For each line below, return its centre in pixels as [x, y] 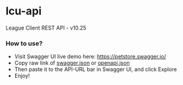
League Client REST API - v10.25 [46, 28]
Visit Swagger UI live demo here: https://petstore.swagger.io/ [90, 57]
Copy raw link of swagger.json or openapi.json [72, 63]
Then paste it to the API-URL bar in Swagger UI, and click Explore [95, 69]
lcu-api [24, 11]
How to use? [24, 43]
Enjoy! [22, 76]
